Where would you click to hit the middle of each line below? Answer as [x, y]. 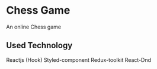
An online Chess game [33, 27]
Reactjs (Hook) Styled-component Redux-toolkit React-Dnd [79, 59]
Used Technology [39, 46]
